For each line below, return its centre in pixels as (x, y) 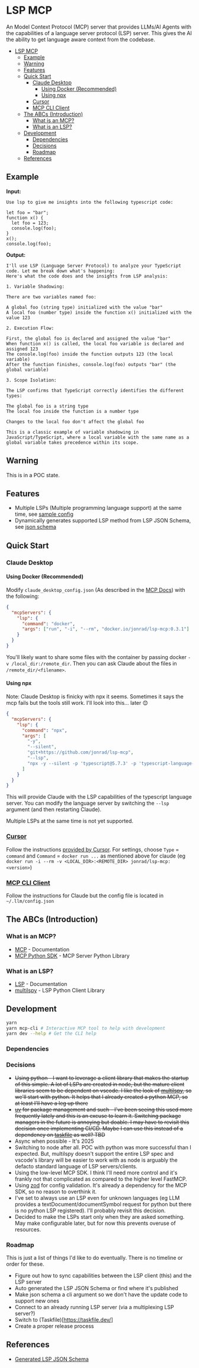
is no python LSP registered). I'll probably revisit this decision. (90, 1211)
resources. (28, 1229)
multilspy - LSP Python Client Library (60, 990)
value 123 (18, 318)
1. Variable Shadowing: (36, 286)
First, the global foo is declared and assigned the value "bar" (88, 338)
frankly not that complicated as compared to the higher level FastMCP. (101, 1179)
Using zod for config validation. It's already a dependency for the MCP (101, 1185)
